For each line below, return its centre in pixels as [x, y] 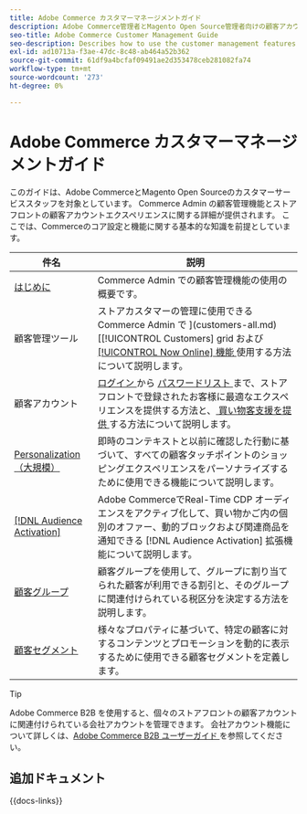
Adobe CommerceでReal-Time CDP [175, 499]
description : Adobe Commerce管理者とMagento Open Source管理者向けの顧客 [145, 26]
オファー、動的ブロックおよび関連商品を [203, 526]
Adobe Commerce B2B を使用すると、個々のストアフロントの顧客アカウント [153, 713]
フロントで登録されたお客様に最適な [175, 396]
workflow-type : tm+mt [51, 69]
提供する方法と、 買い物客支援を [213, 410]
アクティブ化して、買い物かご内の [206, 513]
